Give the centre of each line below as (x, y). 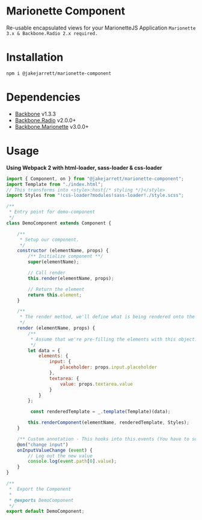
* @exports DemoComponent (41, 500)
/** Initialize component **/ (66, 256)
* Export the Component (40, 489)
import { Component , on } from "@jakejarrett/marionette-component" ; (95, 179)
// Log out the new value (60, 456)
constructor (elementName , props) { (63, 251)
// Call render (47, 273)
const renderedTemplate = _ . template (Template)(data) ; (100, 412)
